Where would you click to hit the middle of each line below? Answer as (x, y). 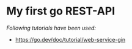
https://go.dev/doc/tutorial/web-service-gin (70, 39)
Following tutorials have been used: (51, 28)
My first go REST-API (61, 11)
